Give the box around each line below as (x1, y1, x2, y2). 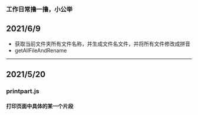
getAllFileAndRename (14, 47, 67, 54)
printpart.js (6, 87, 39, 96)
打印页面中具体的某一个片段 (6, 102, 74, 110)
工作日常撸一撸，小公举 (6, 5, 72, 13)
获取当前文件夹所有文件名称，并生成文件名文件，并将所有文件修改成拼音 (14, 40, 190, 47)
